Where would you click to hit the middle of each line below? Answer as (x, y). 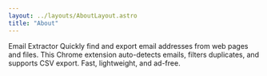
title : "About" (34, 23)
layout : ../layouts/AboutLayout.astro (73, 16)
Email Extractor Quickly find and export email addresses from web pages (129, 46)
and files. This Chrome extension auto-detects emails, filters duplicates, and (134, 54)
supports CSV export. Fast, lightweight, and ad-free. (95, 63)
